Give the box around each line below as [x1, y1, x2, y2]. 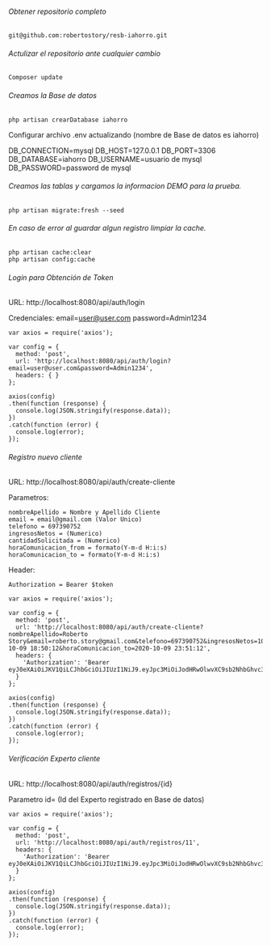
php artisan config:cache [8, 256, 95, 264]
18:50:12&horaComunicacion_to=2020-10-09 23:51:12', [29, 644, 211, 653]
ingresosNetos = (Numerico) [8, 530, 103, 538]
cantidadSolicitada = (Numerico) [8, 537, 121, 545]
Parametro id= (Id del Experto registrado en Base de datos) [8, 794, 205, 804]
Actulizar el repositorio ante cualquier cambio [8, 49, 161, 58]
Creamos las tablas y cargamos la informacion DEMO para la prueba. [8, 181, 242, 191]
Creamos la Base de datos [8, 91, 97, 100]
